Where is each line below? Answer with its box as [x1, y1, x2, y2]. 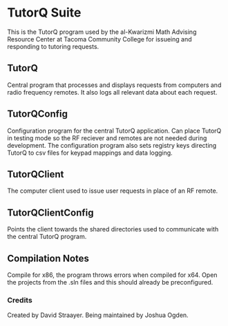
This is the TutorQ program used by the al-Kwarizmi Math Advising [7, 28, 197, 36]
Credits [7, 295, 32, 305]
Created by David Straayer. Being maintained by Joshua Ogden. [7, 311, 189, 319]
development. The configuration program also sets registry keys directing [7, 141, 217, 149]
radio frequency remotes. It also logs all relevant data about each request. [7, 88, 218, 96]
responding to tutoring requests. [7, 42, 99, 50]
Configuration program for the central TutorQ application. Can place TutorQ [7, 126, 222, 135]
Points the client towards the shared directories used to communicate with [7, 225, 219, 233]
